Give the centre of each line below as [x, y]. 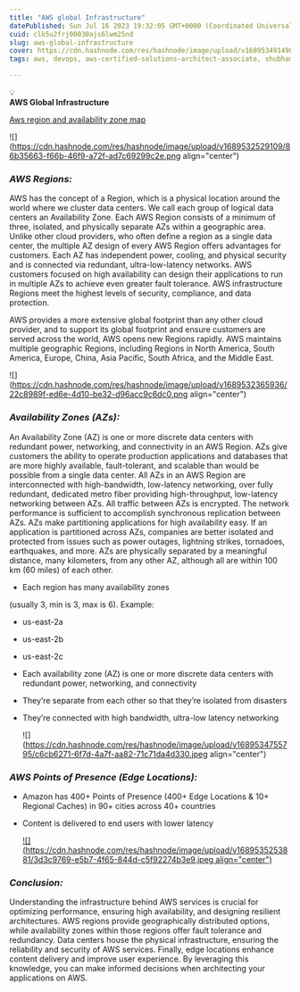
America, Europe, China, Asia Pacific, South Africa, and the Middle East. [142, 358]
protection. [29, 303]
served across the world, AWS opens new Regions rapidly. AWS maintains [146, 339]
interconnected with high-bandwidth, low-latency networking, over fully [142, 484]
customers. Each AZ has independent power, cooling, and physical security [148, 255]
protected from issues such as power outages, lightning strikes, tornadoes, [147, 541]
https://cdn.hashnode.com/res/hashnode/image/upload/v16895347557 [156, 744]
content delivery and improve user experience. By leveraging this [129, 959]
